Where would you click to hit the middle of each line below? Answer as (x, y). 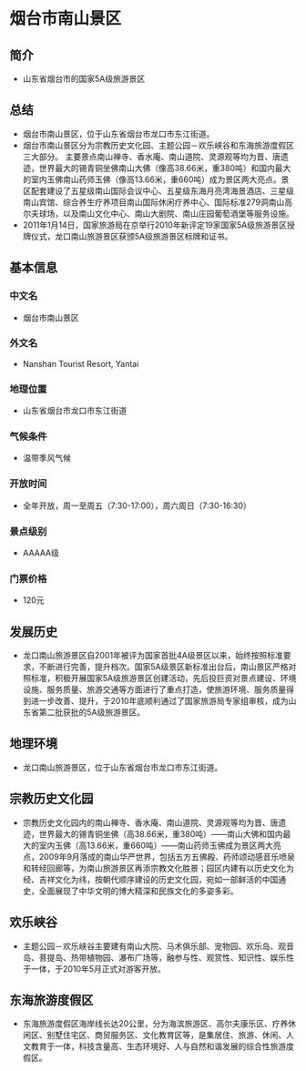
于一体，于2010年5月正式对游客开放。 (94, 969)
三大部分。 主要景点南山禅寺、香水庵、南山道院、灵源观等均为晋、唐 (151, 157)
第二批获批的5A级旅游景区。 (92, 712)
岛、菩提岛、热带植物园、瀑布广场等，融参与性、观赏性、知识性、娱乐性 (158, 957)
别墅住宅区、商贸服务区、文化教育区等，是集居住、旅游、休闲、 (167, 1035)
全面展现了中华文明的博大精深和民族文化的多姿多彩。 (138, 891)
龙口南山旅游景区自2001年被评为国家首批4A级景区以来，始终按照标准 (153, 656)
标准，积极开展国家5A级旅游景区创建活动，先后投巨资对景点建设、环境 (163, 678)
